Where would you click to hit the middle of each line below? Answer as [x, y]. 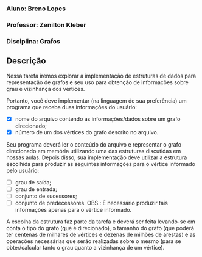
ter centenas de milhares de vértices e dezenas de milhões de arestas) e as [101, 234]
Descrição [26, 61]
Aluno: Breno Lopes [36, 9]
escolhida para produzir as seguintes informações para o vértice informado [101, 164]
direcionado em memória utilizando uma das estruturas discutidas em [94, 151]
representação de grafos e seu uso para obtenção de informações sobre [97, 82]
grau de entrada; [36, 189]
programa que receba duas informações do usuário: [71, 107]
